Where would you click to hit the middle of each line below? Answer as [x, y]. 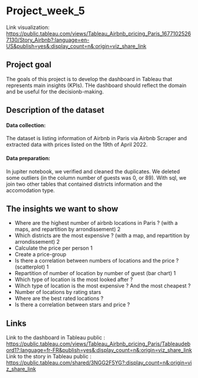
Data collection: [26, 125]
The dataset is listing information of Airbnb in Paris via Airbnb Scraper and [97, 138]
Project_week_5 [46, 11]
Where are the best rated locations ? [59, 298]
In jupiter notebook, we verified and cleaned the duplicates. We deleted [93, 171]
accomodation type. [30, 190]
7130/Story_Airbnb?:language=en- [48, 40]
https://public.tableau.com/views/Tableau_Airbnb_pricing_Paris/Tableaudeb [98, 344]
